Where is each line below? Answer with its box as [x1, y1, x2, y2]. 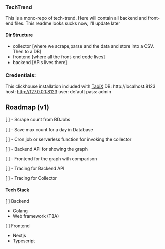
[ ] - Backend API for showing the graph [5, 146, 88, 152]
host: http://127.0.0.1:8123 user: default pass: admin [5, 88, 112, 94]
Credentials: [5, 72, 36, 79]
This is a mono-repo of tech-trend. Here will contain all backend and [5, 15, 147, 21]
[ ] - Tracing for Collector [5, 175, 57, 181]
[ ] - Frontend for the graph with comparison [5, 155, 97, 162]
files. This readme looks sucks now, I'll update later [14, 20, 120, 26]
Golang [12, 208, 28, 214]
